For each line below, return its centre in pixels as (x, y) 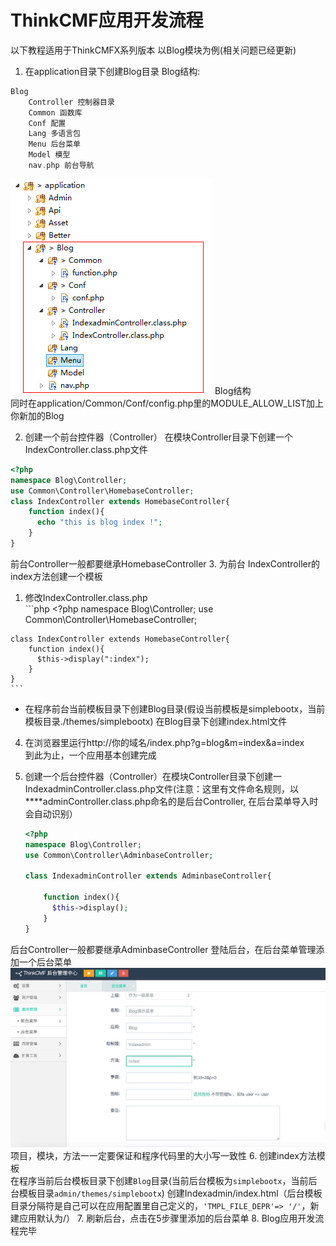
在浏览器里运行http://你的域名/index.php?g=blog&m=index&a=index (164, 742)
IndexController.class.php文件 (86, 449)
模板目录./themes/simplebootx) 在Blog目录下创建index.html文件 (156, 721)
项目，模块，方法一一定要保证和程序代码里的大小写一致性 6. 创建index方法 (163, 1155)
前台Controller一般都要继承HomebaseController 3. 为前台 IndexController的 (165, 563)
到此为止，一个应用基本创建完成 (90, 755)
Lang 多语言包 (54, 134)
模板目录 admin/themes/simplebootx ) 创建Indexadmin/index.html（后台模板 (170, 1193)
